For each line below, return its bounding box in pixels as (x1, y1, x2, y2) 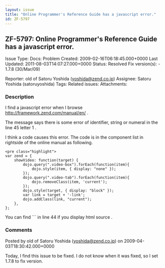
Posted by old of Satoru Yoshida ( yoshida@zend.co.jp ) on (5, 238, 123, 244)
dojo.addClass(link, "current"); (23, 197, 92, 202)
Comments (5, 226, 32, 233)
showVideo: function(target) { (14, 158, 79, 163)
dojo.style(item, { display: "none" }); (31, 166, 116, 171)
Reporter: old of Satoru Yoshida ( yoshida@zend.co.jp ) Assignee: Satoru (5, 76, 151, 82)
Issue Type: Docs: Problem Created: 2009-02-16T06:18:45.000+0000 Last (5, 55, 158, 62)
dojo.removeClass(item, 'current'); (31, 179, 108, 185)
